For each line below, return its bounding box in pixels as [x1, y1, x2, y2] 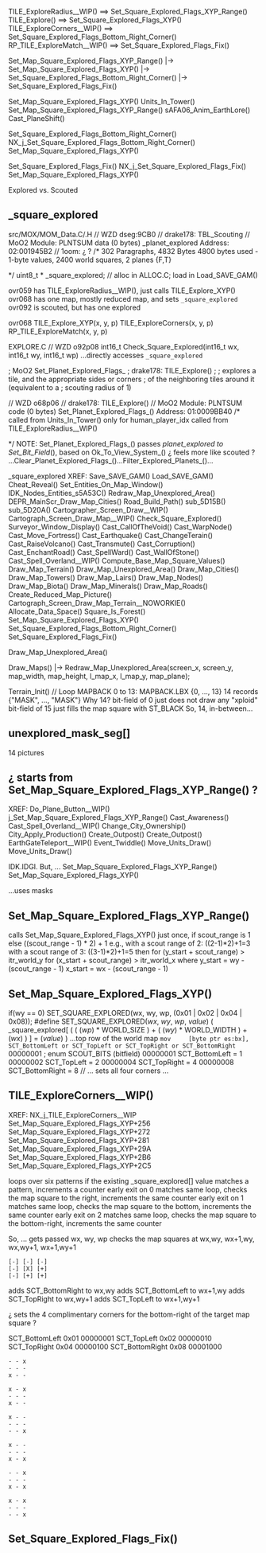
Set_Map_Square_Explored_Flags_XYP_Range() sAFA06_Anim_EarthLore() [8, 105, 251, 115]
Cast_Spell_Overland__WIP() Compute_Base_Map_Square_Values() [8, 556, 226, 565]
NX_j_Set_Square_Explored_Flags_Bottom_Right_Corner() [8, 138, 196, 146]
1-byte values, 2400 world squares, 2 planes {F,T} [8, 255, 172, 264]
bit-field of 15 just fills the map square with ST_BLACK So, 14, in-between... [8, 704, 253, 713]
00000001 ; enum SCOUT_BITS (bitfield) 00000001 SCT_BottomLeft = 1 [8, 1049, 243, 1059]
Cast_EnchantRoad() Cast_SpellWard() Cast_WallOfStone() [8, 547, 200, 556]
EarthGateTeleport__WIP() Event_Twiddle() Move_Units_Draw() [8, 838, 212, 848]
